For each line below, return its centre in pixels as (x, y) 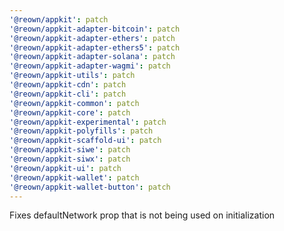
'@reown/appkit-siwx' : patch (70, 159)
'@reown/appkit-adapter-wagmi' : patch (90, 66)
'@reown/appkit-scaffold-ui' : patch (85, 141)
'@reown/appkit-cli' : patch (68, 94)
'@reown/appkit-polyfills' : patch (81, 131)
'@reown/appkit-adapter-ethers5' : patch (95, 47)
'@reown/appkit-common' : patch (74, 103)
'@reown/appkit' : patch (59, 19)
